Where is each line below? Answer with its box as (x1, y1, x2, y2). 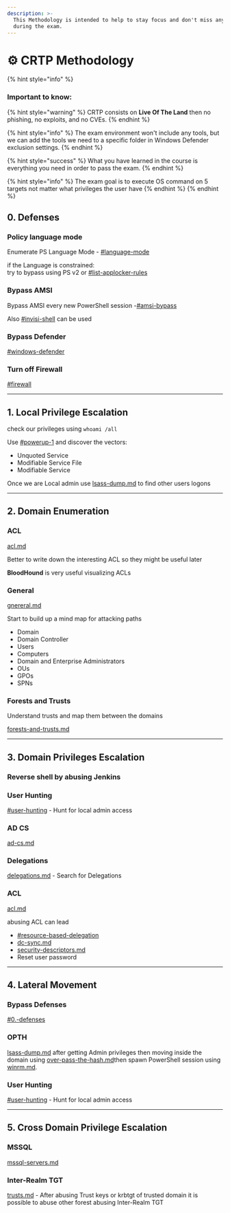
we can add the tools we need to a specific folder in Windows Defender (7, 135, 209, 144)
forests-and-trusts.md (7, 725, 70, 733)
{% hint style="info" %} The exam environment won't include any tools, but (7, 129, 220, 137)
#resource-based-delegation (16, 931, 99, 939)
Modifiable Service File (16, 458, 82, 467)
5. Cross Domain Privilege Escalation (7, 1122, 168, 1134)
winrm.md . (7, 1062, 38, 1071)
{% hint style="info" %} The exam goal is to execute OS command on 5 (7, 177, 209, 186)
